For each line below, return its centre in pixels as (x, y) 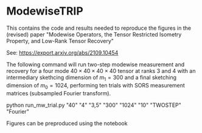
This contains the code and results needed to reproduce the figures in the (99, 28)
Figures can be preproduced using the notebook (67, 123)
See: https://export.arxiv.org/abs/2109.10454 (62, 52)
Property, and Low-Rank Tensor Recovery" (60, 41)
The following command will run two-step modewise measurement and (96, 64)
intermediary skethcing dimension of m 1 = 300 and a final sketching (92, 78)
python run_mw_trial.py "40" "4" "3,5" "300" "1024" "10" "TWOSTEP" (94, 105)
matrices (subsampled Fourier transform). (59, 93)
